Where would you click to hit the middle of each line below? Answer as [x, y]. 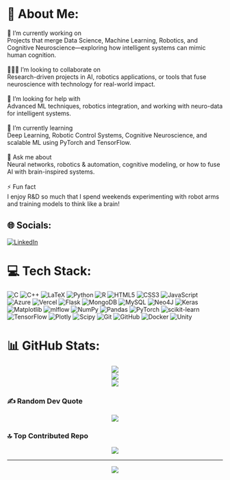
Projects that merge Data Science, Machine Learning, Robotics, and [103, 40]
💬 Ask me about [29, 157]
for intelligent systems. [39, 113]
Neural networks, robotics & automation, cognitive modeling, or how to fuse [114, 164]
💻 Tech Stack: [49, 271]
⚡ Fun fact [22, 186]
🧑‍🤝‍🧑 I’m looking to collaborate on [54, 69]
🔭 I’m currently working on [44, 33]
